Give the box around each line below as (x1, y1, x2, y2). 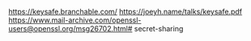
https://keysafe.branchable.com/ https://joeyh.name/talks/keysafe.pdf (8, 7, 243, 16)
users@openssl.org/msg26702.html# (8, 24, 133, 33)
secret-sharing (134, 24, 184, 33)
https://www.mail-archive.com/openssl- (8, 15, 142, 25)
